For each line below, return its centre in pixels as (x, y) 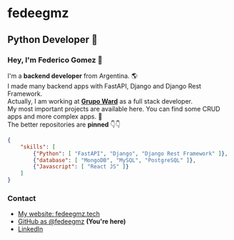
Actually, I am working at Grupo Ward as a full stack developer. (100, 101)
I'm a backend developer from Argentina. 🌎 (72, 76)
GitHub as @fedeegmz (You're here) (72, 221)
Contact (22, 198)
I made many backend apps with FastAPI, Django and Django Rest (105, 86)
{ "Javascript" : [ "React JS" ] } (81, 167)
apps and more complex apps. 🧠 (55, 116)
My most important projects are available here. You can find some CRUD (114, 109)
